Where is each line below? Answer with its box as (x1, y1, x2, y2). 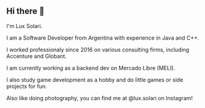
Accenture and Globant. (6, 52, 67, 60)
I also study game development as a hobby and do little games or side (6, 76, 184, 83)
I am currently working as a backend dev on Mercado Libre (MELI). (6, 64, 176, 71)
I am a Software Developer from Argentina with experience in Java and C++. (6, 34, 199, 41)
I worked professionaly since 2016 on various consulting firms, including (6, 46, 190, 53)
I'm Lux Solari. (6, 22, 43, 29)
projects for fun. (6, 82, 47, 90)
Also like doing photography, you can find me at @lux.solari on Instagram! (6, 94, 193, 101)
